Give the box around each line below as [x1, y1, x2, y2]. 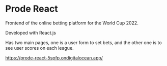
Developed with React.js [5, 29, 56, 36]
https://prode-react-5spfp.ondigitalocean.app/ [5, 54, 103, 61]
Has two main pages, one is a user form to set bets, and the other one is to [5, 39, 162, 46]
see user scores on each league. [5, 45, 74, 51]
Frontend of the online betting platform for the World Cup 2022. [5, 20, 138, 26]
